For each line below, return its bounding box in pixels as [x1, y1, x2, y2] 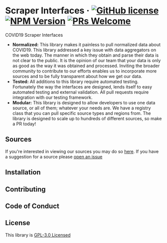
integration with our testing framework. [12, 94, 93, 100]
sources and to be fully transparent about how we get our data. [12, 73, 143, 79]
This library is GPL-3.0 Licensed [5, 232, 71, 238]
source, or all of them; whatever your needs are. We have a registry [12, 105, 151, 111]
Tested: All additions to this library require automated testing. [12, 79, 139, 84]
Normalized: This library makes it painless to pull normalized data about [12, 41, 161, 47]
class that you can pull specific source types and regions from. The [12, 110, 151, 116]
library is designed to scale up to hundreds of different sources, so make [12, 115, 162, 121]
